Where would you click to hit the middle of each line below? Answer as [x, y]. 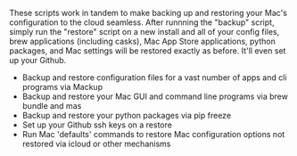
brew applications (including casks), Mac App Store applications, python [143, 41]
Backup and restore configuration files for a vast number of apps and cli [154, 78]
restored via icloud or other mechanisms [96, 144]
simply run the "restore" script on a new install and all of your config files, [144, 32]
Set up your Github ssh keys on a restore [97, 125]
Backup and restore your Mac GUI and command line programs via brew [155, 96]
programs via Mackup [62, 87]
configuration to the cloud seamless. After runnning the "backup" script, [142, 22]
